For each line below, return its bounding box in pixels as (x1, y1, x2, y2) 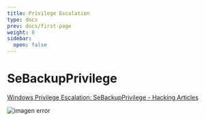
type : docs (7, 16, 38, 23)
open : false (13, 41, 48, 48)
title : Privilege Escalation (7, 10, 90, 17)
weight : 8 (7, 29, 35, 36)
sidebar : (7, 35, 32, 42)
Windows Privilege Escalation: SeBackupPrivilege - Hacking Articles (7, 93, 199, 101)
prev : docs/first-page (7, 22, 72, 29)
